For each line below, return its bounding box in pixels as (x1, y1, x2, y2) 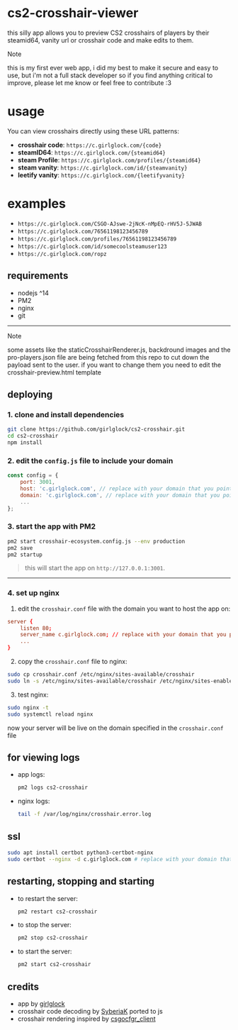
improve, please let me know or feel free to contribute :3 (7, 78, 172, 87)
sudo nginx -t (7, 704, 50, 711)
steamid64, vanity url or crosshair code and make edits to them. (7, 35, 194, 44)
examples (7, 196, 66, 212)
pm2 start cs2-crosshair (17, 961, 91, 968)
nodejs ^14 (17, 289, 50, 297)
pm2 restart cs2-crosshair (17, 908, 98, 915)
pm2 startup (7, 551, 42, 558)
